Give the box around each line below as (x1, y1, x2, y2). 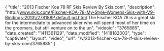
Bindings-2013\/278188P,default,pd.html (5, 15, 87, 20)
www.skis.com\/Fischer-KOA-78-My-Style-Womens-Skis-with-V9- (19, 9, 155, 15)
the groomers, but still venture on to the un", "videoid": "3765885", (5, 25, 140, 31)
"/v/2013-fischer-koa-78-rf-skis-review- (77, 35, 160, 41)
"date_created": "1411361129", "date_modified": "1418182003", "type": (5, 30, 146, 36)
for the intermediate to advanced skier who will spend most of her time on (5, 20, 155, 25)
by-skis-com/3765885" (5, 41, 53, 46)
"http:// (5, 9, 20, 15)
